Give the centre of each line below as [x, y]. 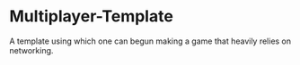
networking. [31, 50]
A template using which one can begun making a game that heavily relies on [150, 41]
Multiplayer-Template [91, 16]
